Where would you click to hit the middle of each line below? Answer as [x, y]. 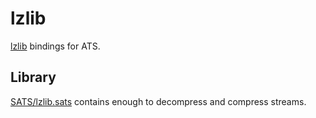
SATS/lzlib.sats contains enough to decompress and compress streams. [158, 101]
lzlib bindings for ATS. [55, 46]
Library [33, 77]
